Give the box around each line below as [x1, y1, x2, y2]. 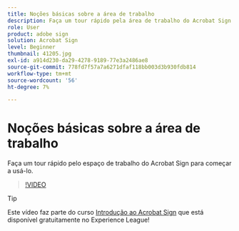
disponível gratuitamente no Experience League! [7, 215, 150, 225]
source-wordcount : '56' [7, 76, 78, 84]
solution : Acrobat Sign [7, 37, 78, 44]
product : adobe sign [7, 30, 69, 38]
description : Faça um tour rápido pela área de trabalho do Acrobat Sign [7, 17, 232, 24]
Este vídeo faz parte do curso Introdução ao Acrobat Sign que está [7, 208, 204, 217]
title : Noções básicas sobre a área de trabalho [7, 10, 155, 18]
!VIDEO [24, 180, 46, 189]
